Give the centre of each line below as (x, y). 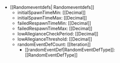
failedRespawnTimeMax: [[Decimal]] (55, 28)
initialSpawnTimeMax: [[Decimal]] (52, 18)
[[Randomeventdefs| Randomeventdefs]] (52, 7)
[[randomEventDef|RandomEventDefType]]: (70, 50)
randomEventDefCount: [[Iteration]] (54, 44)
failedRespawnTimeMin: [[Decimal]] (54, 23)
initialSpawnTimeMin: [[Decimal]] (51, 12)
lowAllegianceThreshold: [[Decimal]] (55, 39)
